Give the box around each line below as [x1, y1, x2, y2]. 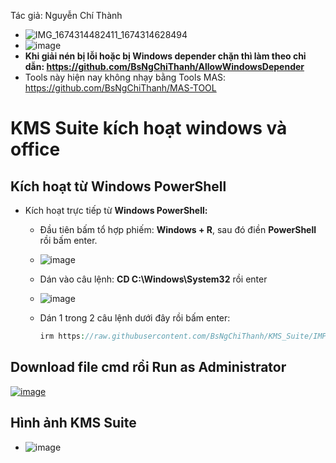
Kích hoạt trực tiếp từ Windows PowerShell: [24, 205, 208, 216]
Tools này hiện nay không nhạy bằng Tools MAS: [24, 71, 227, 83]
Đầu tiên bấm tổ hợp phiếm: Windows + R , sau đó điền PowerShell [39, 224, 317, 235]
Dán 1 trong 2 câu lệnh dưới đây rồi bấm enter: [39, 312, 231, 324]
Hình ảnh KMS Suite [10, 415, 137, 432]
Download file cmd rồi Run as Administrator [10, 359, 287, 376]
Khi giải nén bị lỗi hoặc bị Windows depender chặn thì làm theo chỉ [24, 50, 307, 62]
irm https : [39, 331, 86, 341]
